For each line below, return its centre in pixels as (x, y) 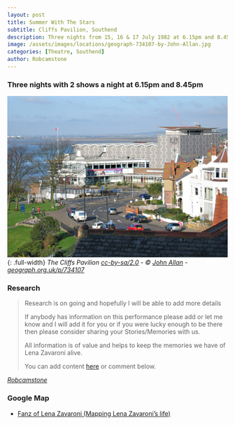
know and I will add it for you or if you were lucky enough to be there (123, 324)
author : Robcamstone (37, 60)
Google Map (28, 398)
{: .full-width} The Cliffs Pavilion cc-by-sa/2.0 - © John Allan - (98, 262)
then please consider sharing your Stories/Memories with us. (112, 332)
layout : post (26, 15)
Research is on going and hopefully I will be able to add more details (123, 303)
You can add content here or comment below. (90, 366)
